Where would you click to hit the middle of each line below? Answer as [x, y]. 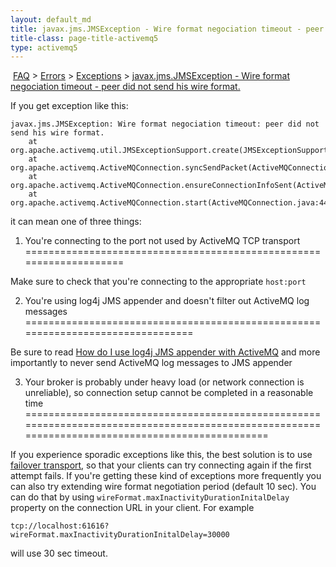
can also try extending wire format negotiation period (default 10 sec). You [163, 487]
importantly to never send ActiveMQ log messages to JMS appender [151, 363]
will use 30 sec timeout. [59, 553]
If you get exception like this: [69, 106]
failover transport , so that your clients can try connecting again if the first [161, 465]
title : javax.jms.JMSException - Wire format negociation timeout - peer [167, 29]
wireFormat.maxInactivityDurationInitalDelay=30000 [120, 535]
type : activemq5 [44, 47]
